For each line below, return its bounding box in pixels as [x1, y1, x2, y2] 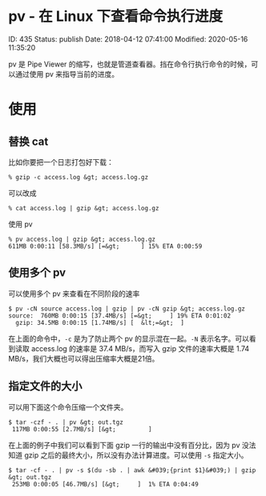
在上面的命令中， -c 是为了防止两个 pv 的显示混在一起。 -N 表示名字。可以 [8, 334, 250, 343]
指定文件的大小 [8, 379, 83, 393]
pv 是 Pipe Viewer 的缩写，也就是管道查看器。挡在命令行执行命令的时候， [8, 59, 252, 69]
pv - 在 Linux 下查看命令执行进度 [8, 7, 224, 26]
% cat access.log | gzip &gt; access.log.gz [8, 204, 159, 212]
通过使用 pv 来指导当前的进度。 [14, 69, 119, 78]
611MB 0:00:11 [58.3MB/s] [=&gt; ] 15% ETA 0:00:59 [8, 242, 203, 250]
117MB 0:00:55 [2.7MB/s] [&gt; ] [11, 425, 152, 433]
